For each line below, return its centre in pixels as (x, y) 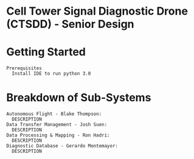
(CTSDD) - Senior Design (71, 24)
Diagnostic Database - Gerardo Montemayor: (62, 146)
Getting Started (46, 52)
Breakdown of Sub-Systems (79, 98)
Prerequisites (24, 68)
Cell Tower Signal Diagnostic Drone (97, 11)
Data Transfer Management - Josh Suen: (57, 125)
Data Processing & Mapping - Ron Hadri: (58, 135)
